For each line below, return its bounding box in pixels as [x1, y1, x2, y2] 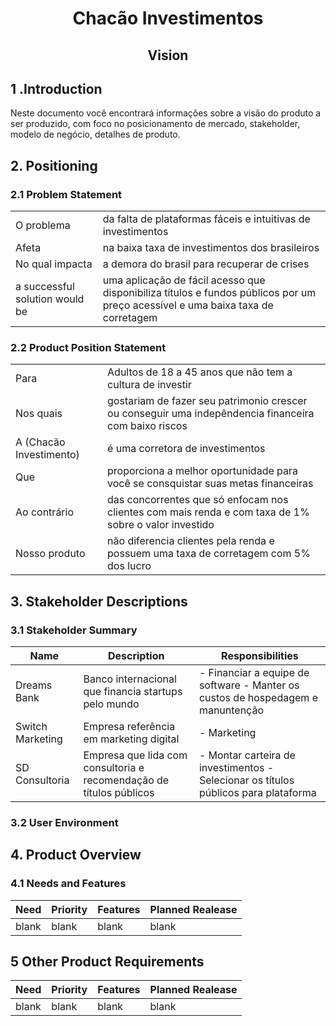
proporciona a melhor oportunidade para [107, 464, 298, 478]
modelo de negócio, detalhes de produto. [10, 128, 181, 141]
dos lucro [107, 559, 152, 573]
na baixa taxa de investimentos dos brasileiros [102, 241, 320, 255]
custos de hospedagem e [198, 691, 318, 705]
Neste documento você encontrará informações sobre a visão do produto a [10, 107, 322, 119]
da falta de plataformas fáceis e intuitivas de [102, 212, 311, 226]
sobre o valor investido [107, 518, 215, 532]
